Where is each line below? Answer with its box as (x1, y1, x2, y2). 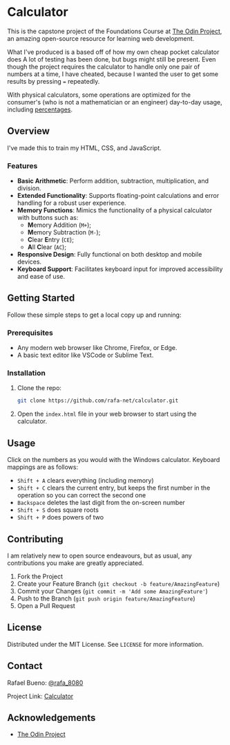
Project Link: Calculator (7, 692, 74, 700)
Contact (7, 660, 43, 672)
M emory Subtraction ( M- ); (27, 228, 101, 237)
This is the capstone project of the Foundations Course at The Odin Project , (7, 27, 222, 35)
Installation (7, 368, 46, 378)
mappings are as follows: (7, 463, 79, 471)
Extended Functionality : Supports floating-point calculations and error (17, 192, 220, 200)
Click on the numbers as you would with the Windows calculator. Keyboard (7, 456, 220, 464)
